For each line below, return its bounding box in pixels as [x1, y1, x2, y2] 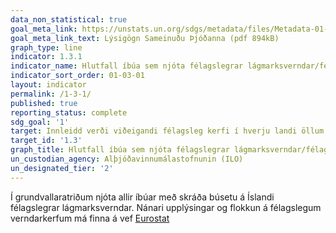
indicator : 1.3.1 [10, 52, 83, 62]
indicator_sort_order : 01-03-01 [10, 71, 145, 81]
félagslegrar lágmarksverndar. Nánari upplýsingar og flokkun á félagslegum [10, 201, 322, 213]
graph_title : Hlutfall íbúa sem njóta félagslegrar [10, 145, 230, 155]
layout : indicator [10, 80, 87, 90]
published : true [10, 98, 78, 108]
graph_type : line [10, 42, 83, 53]
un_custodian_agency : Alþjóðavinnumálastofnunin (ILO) [10, 154, 244, 164]
